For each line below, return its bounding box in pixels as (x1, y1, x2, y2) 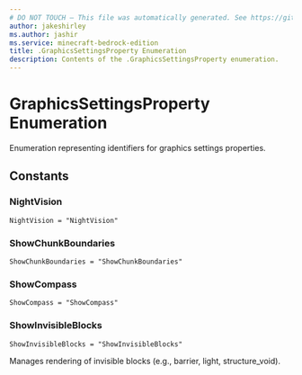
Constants (9, 168, 69, 184)
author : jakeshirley (9, 22, 87, 31)
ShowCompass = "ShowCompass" (9, 299, 119, 308)
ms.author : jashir (9, 30, 78, 39)
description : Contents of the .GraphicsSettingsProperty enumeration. (9, 55, 280, 64)
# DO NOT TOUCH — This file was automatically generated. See (9, 13, 247, 22)
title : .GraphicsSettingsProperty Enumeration (9, 47, 187, 56)
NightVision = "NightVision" (9, 216, 119, 225)
